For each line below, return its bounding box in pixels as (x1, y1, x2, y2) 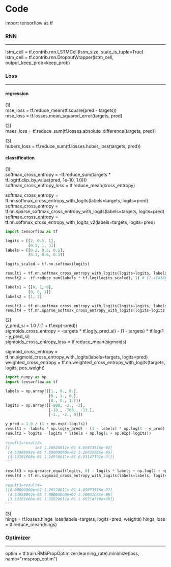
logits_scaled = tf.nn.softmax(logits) (5, 261, 90, 267)
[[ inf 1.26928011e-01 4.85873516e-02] (5, 445, 113, 450)
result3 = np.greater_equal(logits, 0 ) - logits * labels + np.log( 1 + (5, 468, 160, 473)
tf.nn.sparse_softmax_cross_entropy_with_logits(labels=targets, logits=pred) (5, 208, 164, 214)
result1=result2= (5, 440, 42, 445)
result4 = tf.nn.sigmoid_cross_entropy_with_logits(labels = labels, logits (5, 473, 167, 479)
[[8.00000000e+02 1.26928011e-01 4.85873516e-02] (5, 487, 113, 492)
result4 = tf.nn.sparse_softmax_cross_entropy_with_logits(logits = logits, (5, 308, 167, 313)
